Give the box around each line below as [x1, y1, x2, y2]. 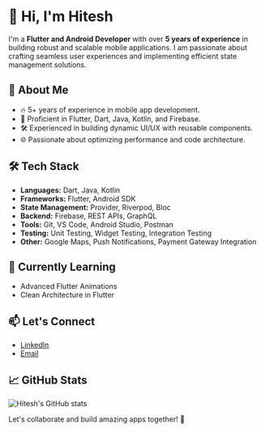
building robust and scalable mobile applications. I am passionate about [8, 42, 248, 52]
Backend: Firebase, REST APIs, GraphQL [19, 210, 157, 221]
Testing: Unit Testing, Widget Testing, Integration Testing [19, 228, 212, 238]
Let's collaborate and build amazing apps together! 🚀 [8, 414, 185, 424]
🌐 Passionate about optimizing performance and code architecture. [19, 134, 246, 144]
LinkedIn [19, 340, 49, 350]
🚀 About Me [8, 83, 69, 97]
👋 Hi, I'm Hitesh [8, 7, 113, 26]
